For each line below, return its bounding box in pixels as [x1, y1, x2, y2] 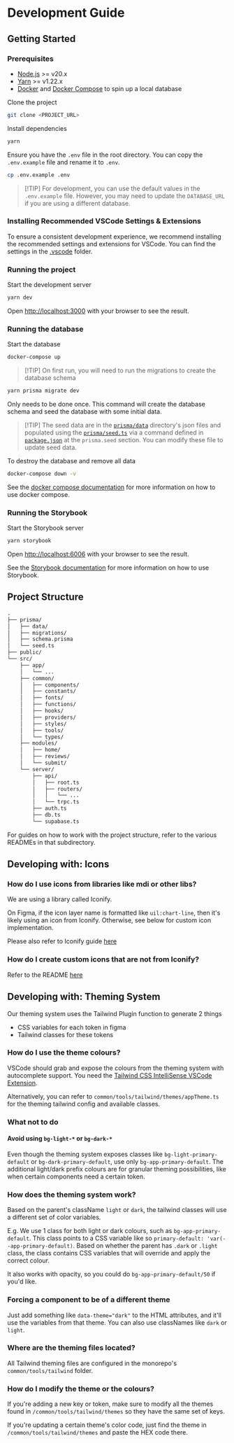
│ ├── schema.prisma [7, 635, 73, 643]
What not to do [7, 1117, 59, 1127]
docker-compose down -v [7, 470, 77, 477]
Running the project [7, 265, 76, 274]
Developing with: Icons [7, 859, 110, 871]
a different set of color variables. [7, 1213, 101, 1222]
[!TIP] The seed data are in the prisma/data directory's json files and [24, 421, 221, 430]
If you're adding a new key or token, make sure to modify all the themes [7, 1400, 214, 1408]
